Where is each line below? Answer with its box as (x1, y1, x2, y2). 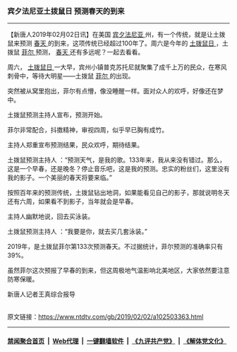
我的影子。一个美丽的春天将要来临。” (7, 173, 113, 182)
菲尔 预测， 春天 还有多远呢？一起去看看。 (20, 48, 145, 57)
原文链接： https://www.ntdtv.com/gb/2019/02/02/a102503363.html (7, 312, 204, 321)
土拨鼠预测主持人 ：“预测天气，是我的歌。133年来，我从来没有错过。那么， (7, 156, 226, 164)
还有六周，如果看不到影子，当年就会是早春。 (7, 197, 138, 206)
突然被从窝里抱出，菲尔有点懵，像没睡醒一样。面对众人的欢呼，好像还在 (7, 87, 217, 95)
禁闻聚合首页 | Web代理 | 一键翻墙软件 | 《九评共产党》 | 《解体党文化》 (7, 336, 227, 345)
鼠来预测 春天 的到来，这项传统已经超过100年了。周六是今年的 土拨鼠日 (7, 39, 215, 47)
